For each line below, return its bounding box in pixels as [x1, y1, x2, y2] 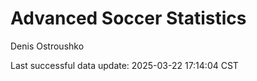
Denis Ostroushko [10, 40, 85, 52]
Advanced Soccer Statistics [10, 7, 247, 30]
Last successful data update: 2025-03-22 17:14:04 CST [10, 59, 239, 71]
